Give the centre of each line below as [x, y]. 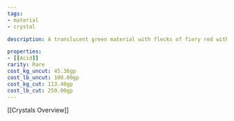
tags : [15, 14]
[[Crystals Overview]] [38, 110]
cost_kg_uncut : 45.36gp [42, 71]
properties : [24, 52]
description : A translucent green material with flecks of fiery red [110, 39]
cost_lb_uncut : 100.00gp [43, 77]
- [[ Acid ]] [23, 58]
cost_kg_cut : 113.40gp [40, 84]
